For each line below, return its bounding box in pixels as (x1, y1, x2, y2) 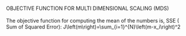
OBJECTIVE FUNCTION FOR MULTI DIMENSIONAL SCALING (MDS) (6, 5, 170, 12)
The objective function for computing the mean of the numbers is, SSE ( (6, 17, 180, 24)
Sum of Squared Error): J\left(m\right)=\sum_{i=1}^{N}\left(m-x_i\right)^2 (6, 23, 181, 30)
